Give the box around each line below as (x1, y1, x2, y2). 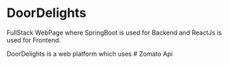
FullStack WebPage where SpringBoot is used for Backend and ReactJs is (6, 28, 223, 37)
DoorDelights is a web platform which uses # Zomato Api (6, 49, 173, 58)
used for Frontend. (6, 35, 61, 44)
